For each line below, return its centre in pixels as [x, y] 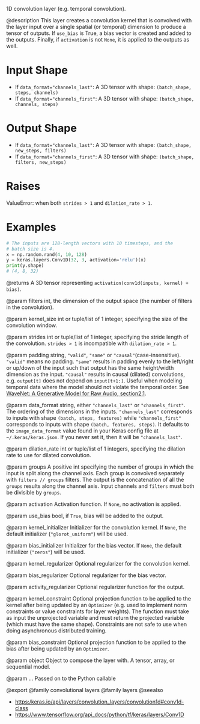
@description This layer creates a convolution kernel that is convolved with [99, 20]
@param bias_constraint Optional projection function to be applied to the [96, 642]
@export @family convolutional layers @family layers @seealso [85, 690]
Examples [31, 227]
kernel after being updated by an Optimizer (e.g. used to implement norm [97, 605]
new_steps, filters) [41, 151]
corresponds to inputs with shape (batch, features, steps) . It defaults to [98, 424]
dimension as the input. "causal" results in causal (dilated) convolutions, [95, 374]
